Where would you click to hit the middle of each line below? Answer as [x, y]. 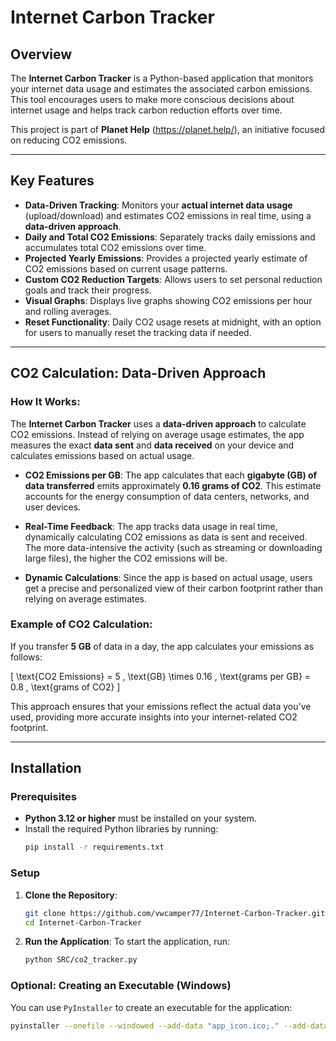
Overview [41, 54]
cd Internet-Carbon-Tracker [83, 922]
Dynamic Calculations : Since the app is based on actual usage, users [168, 577]
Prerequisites [43, 797]
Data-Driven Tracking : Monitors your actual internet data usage [158, 205]
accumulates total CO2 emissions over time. [115, 247]
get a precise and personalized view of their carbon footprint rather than [174, 588]
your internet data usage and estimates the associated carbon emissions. [161, 89]
